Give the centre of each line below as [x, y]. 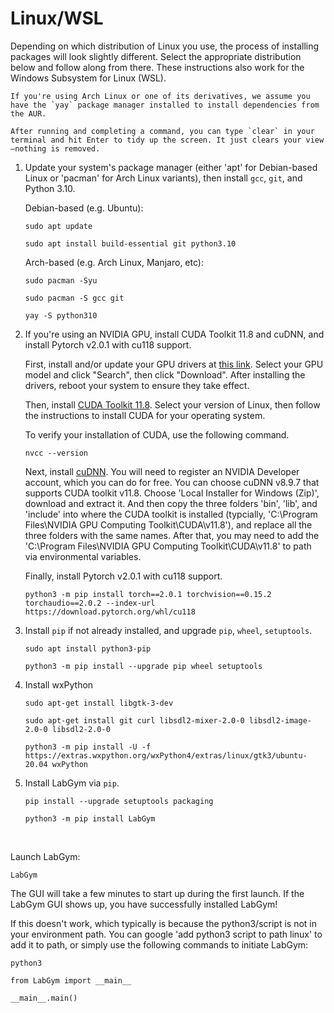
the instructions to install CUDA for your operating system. [145, 415]
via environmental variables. [83, 556]
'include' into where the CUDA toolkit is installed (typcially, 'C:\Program [171, 514]
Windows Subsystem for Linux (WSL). [88, 78]
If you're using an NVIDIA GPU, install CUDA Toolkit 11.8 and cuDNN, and [174, 334]
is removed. [75, 148]
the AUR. [28, 113]
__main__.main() [44, 998]
